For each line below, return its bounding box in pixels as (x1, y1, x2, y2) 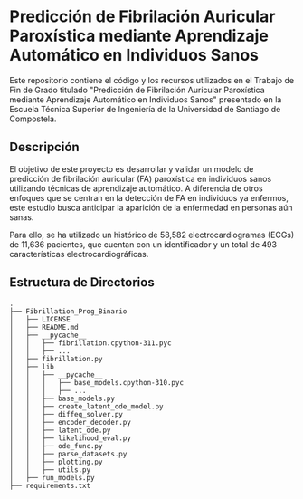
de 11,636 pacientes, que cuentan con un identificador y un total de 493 (9, 238, 278, 250)
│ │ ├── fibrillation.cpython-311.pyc (9, 338, 172, 348)
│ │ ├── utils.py (9, 465, 91, 475)
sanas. (9, 211, 34, 223)
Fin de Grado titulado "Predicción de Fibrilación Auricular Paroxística (9, 84, 265, 95)
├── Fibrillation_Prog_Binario (9, 306, 128, 316)
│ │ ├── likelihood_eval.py (9, 433, 131, 443)
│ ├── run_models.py (9, 473, 95, 482)
